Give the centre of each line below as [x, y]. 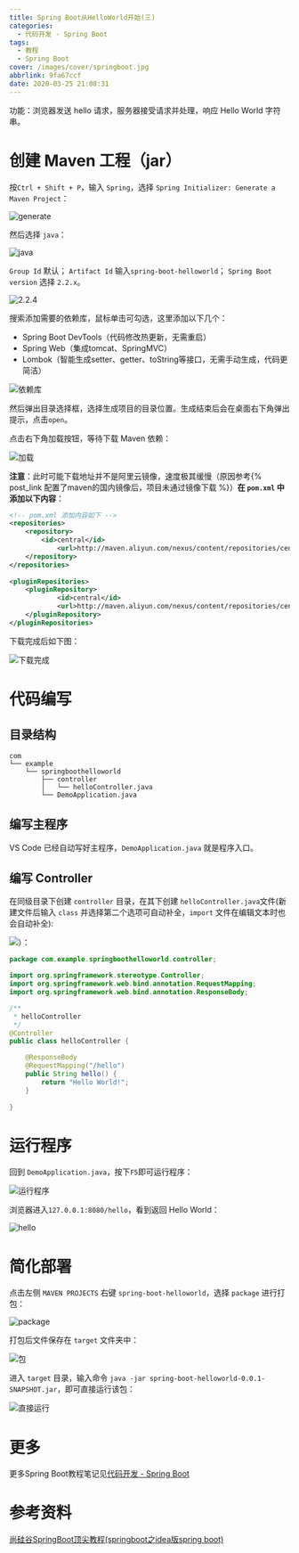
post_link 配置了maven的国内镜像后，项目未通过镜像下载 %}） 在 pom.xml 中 [147, 487]
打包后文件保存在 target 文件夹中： [74, 1340]
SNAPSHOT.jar [33, 1390]
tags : [19, 42]
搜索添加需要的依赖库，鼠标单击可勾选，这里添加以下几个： [118, 318]
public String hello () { [71, 1075]
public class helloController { [69, 1042]
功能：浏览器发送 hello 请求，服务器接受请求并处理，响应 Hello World [137, 110]
